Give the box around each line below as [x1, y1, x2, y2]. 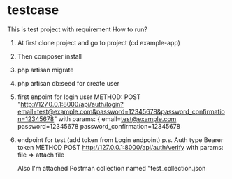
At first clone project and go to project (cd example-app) [17, 38, 180, 47]
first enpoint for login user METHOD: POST [17, 93, 141, 101]
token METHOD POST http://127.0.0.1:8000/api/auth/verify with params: [17, 143, 224, 151]
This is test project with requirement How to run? [7, 25, 148, 33]
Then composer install [17, 52, 82, 61]
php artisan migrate [17, 65, 74, 74]
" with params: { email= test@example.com [53, 114, 177, 123]
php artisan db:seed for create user [17, 79, 120, 87]
